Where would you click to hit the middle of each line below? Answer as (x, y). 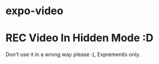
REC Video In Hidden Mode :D (79, 38)
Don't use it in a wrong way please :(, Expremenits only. (73, 55)
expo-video (35, 11)
